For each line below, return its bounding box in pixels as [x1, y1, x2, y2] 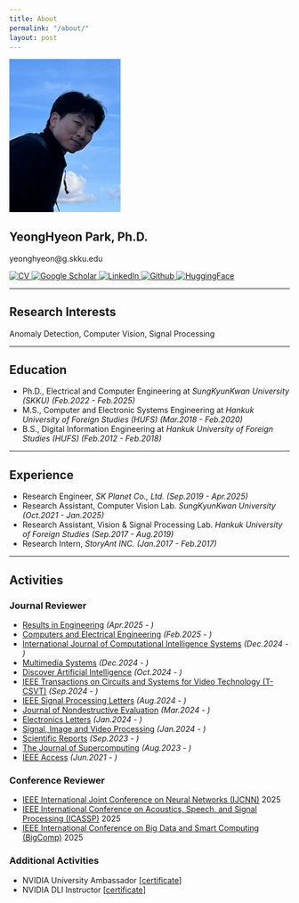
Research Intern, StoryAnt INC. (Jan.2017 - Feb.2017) [21, 539, 217, 549]
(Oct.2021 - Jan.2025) [21, 510, 105, 521]
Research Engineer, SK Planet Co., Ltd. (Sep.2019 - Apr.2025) [21, 491, 249, 502]
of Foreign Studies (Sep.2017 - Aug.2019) [21, 529, 174, 540]
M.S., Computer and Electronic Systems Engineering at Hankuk [21, 405, 255, 416]
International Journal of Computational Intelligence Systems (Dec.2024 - [21, 638, 289, 649]
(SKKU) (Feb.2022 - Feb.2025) [21, 395, 136, 406]
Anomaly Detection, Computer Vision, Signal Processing [9, 328, 215, 338]
